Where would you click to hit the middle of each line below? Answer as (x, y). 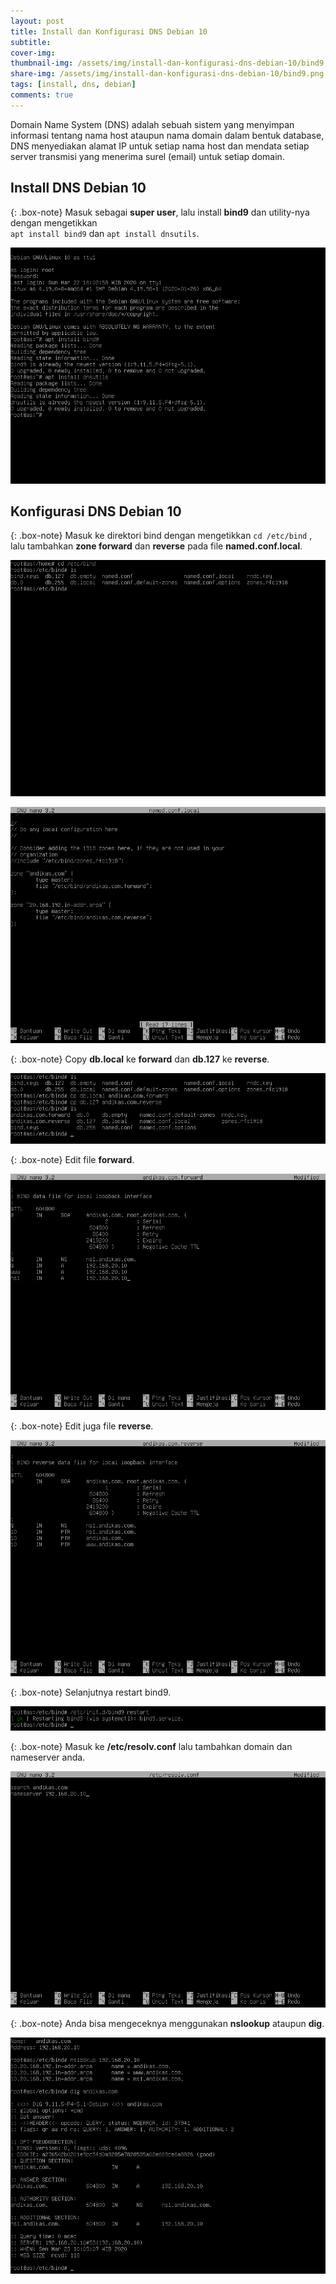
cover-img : (33, 53)
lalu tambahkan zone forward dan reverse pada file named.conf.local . (156, 546)
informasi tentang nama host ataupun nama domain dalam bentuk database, (167, 135)
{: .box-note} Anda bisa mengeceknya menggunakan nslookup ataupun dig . (167, 2023)
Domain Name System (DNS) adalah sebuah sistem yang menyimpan (152, 124)
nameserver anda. (48, 1757)
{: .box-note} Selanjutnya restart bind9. (91, 1692)
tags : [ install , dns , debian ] (73, 85)
